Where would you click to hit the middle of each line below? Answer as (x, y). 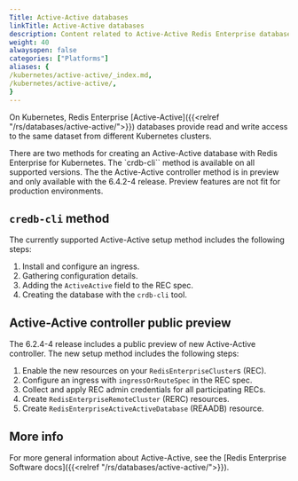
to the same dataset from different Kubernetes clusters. (110, 136)
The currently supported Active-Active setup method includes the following (147, 240)
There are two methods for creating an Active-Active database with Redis (143, 153)
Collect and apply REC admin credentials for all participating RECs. (144, 390)
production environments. (56, 191)
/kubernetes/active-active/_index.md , (81, 75)
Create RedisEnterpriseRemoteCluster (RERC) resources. (125, 399)
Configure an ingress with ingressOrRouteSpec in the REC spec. (137, 380)
